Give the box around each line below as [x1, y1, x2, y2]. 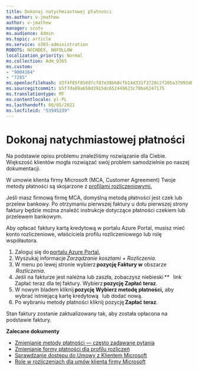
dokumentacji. [6, 165, 41, 172]
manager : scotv [6, 25, 44, 31]
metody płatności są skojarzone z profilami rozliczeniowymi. [6, 183, 152, 190]
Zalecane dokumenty [6, 328, 60, 335]
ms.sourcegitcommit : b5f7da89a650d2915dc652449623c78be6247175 [6, 86, 165, 92]
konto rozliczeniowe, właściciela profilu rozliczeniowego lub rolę [6, 231, 162, 238]
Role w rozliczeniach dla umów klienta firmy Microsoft [14, 358, 146, 365]
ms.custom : [6, 63, 33, 70]
